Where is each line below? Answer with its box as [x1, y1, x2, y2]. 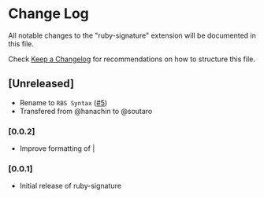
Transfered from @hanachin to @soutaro [19, 106, 153, 115]
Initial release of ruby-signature [19, 181, 122, 191]
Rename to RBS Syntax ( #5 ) [19, 97, 108, 107]
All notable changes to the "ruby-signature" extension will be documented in [8, 31, 256, 40]
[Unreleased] [8, 77, 75, 90]
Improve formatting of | [19, 144, 95, 153]
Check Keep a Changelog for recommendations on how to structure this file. [8, 54, 256, 64]
